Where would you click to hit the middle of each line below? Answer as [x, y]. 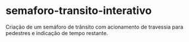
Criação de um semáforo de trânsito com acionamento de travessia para [94, 27]
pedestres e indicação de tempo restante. [57, 33]
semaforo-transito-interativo [79, 11]
